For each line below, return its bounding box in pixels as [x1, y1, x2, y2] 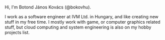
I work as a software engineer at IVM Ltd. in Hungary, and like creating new [4, 14, 159, 19]
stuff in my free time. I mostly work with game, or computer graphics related [4, 19, 161, 25]
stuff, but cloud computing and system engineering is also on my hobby [4, 24, 152, 30]
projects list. [4, 30, 30, 35]
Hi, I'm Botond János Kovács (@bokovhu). [4, 4, 91, 10]
